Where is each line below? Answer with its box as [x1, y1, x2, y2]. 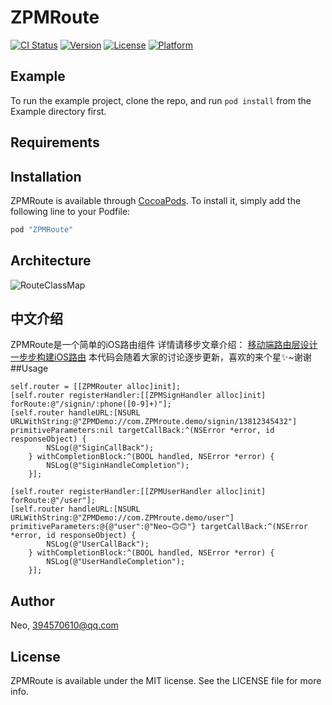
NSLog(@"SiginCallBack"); [46, 443, 155, 453]
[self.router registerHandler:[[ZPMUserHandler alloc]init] [10, 487, 267, 497]
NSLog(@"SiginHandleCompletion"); [46, 461, 190, 471]
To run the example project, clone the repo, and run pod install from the [10, 94, 312, 106]
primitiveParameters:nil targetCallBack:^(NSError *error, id [10, 426, 275, 436]
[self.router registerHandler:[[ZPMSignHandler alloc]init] [10, 391, 267, 401]
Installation [10, 168, 82, 185]
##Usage [10, 362, 49, 375]
